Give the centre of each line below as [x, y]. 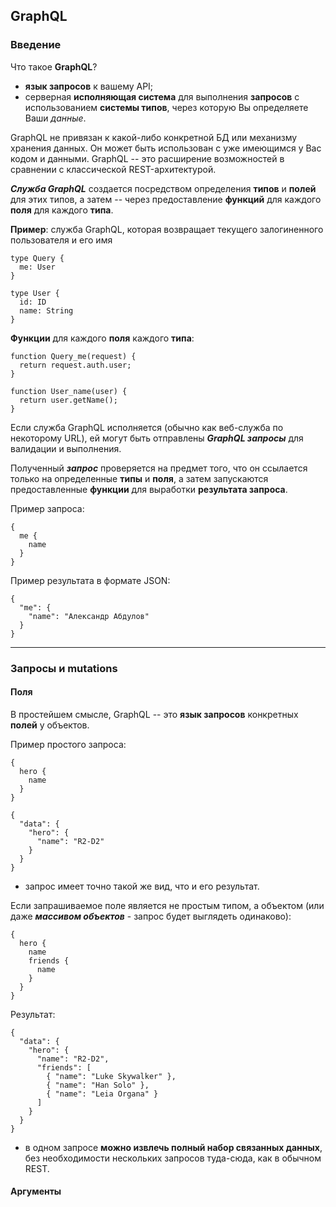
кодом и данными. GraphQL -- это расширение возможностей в [147, 158]
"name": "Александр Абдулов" [89, 616]
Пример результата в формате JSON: [90, 580]
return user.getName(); [68, 400]
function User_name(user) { [69, 391]
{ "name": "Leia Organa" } [102, 1094]
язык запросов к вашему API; [89, 86]
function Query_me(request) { [73, 356]
